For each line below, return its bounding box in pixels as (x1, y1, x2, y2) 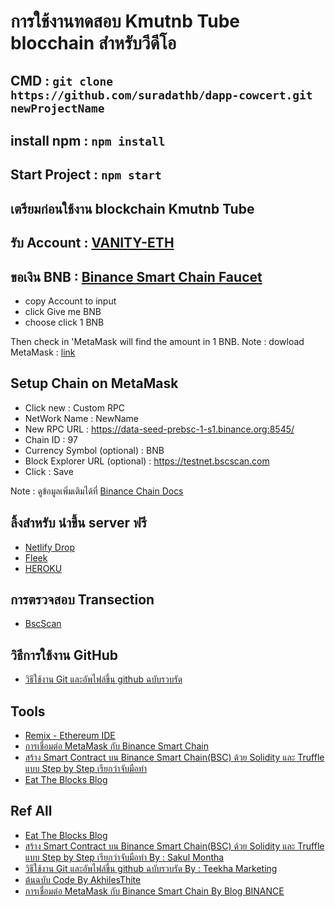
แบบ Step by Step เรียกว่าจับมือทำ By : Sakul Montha (24, 851, 225, 863)
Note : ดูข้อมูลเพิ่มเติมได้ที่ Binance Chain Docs (10, 485, 184, 497)
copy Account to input (24, 295, 117, 307)
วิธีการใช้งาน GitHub (10, 646, 118, 664)
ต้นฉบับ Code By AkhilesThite (24, 873, 142, 885)
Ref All (10, 803, 53, 820)
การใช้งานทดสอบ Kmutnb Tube (10, 10, 240, 33)
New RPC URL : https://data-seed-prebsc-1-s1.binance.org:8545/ (24, 423, 295, 435)
